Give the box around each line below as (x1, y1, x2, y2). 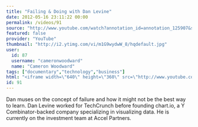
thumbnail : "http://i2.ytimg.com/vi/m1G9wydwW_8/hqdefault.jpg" (6, 42, 167, 48)
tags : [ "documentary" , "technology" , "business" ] (6, 69, 126, 75)
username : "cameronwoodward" (11, 58, 83, 63)
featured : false (6, 31, 46, 36)
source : (6, 25, 25, 31)
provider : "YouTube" (6, 36, 57, 42)
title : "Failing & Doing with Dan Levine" (6, 8, 112, 15)
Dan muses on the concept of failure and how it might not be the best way (6, 96, 186, 103)
